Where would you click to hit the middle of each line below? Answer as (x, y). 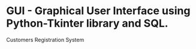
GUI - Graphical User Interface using (98, 11)
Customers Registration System (45, 40)
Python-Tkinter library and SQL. (88, 23)
